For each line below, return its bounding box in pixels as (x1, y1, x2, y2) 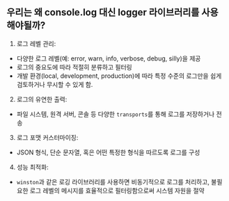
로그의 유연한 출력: (16, 95, 68, 103)
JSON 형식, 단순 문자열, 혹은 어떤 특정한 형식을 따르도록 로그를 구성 (16, 148, 200, 156)
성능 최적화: (16, 163, 49, 171)
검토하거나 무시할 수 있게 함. (16, 80, 93, 88)
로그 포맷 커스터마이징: (16, 133, 79, 141)
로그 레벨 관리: (16, 39, 56, 47)
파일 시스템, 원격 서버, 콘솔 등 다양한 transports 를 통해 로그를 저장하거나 (16, 110, 215, 118)
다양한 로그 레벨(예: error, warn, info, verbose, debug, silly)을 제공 (16, 54, 201, 63)
